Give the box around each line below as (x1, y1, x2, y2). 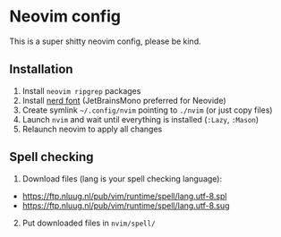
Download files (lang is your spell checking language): (21, 173, 222, 184)
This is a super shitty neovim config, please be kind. (9, 36, 201, 47)
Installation (9, 62, 73, 77)
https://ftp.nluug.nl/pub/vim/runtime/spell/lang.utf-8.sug (21, 199, 230, 211)
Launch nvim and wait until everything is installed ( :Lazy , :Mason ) (21, 114, 260, 124)
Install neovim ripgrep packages (21, 85, 141, 96)
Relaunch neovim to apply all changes (21, 123, 163, 134)
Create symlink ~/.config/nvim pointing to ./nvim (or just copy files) (21, 105, 273, 115)
